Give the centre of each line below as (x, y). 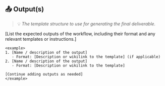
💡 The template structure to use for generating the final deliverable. (86, 24)
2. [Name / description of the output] (46, 61)
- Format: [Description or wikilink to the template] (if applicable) (86, 57)
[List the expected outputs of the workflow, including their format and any (80, 34)
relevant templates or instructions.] (41, 39)
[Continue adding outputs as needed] (44, 74)
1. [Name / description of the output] (46, 52)
